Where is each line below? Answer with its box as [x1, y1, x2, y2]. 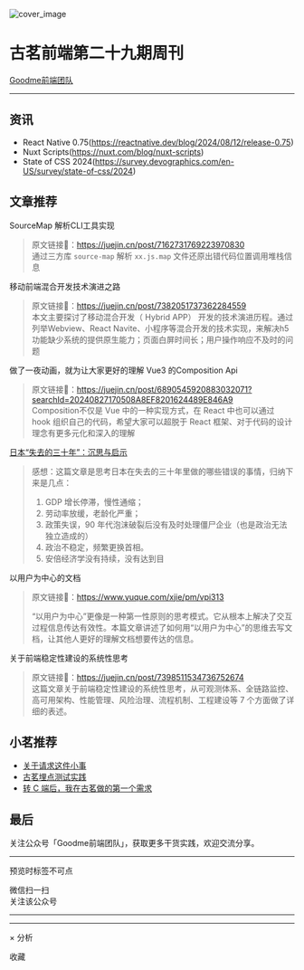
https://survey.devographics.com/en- [94, 156, 235, 166]
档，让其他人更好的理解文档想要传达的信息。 [31, 633, 199, 644]
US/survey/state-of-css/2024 [22, 166, 134, 176]
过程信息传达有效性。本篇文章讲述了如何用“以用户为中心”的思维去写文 [31, 622, 293, 632]
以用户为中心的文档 [9, 572, 81, 583]
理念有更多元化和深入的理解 [31, 427, 136, 438]
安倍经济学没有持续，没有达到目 [44, 553, 165, 564]
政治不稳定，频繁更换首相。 [44, 541, 149, 552]
